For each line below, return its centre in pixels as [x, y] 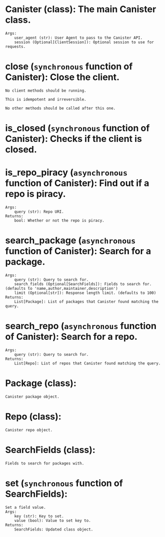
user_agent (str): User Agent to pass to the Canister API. [78, 38]
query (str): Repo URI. [39, 212]
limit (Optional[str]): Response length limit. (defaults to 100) [85, 293]
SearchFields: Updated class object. [54, 529]
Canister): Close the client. [62, 77]
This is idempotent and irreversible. [46, 99]
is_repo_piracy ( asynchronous [66, 173]
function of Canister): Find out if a [77, 183]
